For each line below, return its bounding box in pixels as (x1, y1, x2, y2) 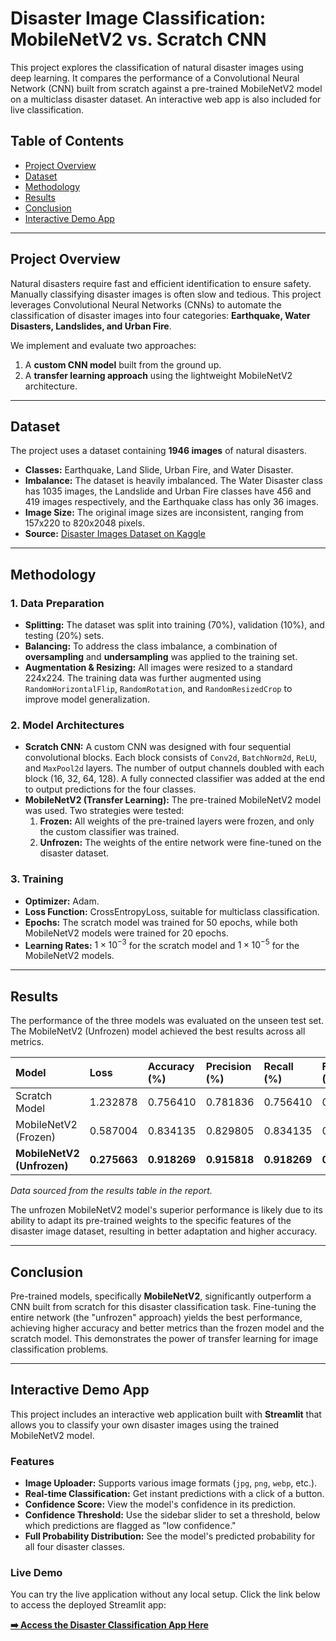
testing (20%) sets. (24, 630, 105, 642)
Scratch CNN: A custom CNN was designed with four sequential (24, 741, 292, 753)
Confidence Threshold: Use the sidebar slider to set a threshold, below (24, 1509, 321, 1521)
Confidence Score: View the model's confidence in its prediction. (24, 1498, 297, 1511)
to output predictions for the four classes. (24, 783, 197, 796)
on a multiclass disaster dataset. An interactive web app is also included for (10, 93, 322, 105)
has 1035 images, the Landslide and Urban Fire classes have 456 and (24, 485, 312, 497)
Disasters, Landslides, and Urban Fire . (10, 320, 172, 332)
